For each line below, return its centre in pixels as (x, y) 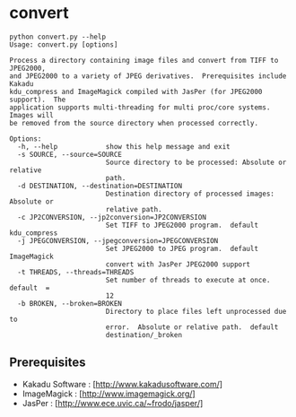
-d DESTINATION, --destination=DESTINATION (100, 186)
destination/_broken (144, 334)
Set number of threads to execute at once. (188, 280)
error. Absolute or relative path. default (192, 327)
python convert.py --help (57, 37)
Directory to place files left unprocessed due (196, 311)
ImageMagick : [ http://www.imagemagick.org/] (109, 394)
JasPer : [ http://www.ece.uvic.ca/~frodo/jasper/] (113, 403)
